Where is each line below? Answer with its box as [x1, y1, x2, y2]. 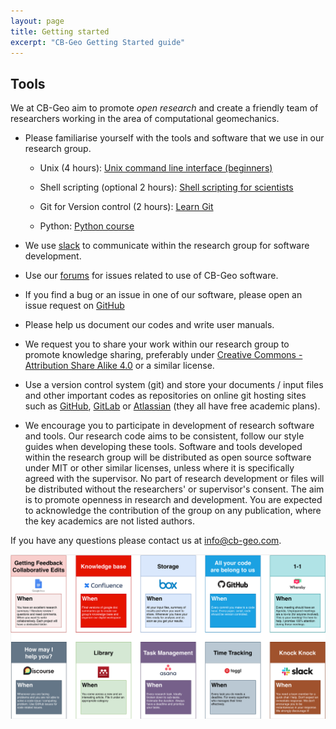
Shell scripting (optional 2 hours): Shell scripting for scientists [39, 181, 294, 194]
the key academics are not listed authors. [24, 515, 195, 527]
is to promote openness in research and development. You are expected [24, 494, 323, 506]
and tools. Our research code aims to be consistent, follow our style [24, 430, 305, 442]
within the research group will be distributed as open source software [24, 451, 312, 464]
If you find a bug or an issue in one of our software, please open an [24, 289, 303, 301]
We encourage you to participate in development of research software [24, 420, 315, 432]
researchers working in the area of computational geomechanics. [10, 113, 280, 125]
